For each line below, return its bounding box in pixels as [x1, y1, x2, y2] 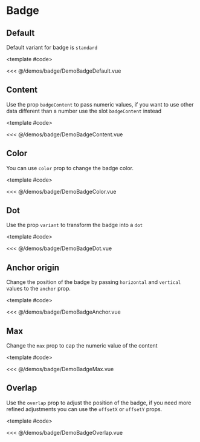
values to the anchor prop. [6, 285, 71, 292]
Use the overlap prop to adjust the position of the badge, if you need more [6, 399, 192, 406]
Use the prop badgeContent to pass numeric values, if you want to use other [6, 101, 194, 108]
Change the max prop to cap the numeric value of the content [6, 342, 158, 349]
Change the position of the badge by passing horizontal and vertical [6, 279, 181, 286]
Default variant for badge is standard [6, 44, 98, 51]
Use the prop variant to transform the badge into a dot [6, 222, 143, 229]
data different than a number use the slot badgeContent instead [6, 107, 162, 114]
